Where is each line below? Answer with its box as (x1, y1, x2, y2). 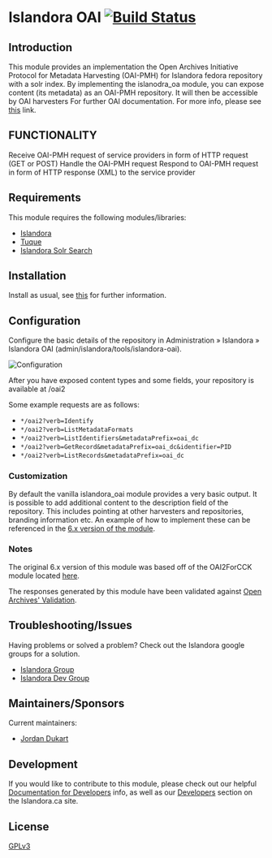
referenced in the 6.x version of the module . (8, 524, 156, 533)
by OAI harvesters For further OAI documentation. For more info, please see (8, 97, 262, 106)
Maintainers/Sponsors (8, 696, 125, 710)
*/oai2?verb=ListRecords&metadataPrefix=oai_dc (19, 451, 184, 460)
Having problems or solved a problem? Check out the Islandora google (8, 640, 245, 649)
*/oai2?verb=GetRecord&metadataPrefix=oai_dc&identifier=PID (19, 443, 232, 451)
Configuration (8, 313, 81, 328)
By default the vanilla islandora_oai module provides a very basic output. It (8, 489, 257, 498)
